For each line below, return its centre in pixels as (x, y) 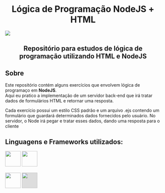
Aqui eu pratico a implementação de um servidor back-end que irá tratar (79, 96)
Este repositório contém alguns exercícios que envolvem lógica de (73, 85)
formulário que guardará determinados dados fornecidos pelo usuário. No (80, 116)
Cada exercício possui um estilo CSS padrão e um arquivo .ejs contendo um (82, 110)
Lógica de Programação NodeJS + (83, 9)
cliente (12, 126)
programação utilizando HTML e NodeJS (83, 56)
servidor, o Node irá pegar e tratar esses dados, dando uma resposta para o (82, 121)
